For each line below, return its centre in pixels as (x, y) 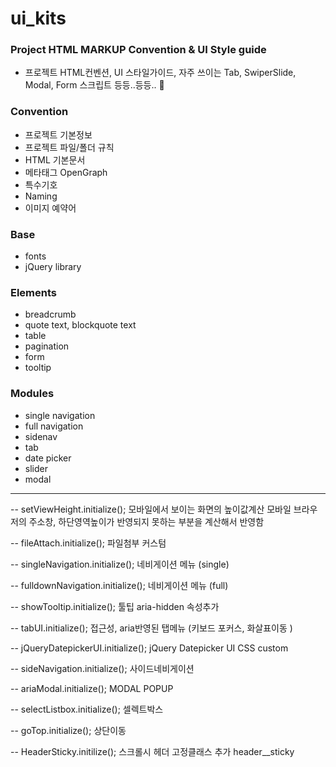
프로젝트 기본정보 (58, 134)
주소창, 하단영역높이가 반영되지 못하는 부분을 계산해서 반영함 (146, 521)
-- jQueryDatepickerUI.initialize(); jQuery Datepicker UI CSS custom (149, 648)
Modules (32, 394)
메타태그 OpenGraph (66, 172)
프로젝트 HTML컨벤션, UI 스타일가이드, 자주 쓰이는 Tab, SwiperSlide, (160, 73)
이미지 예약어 (50, 208)
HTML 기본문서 (55, 159)
